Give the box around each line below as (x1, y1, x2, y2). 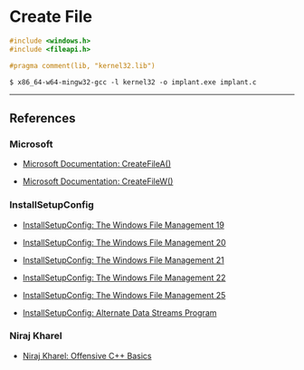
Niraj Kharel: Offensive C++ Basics (22, 350, 152, 361)
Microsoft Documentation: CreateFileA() (22, 159, 172, 170)
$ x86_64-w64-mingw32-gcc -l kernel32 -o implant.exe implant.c (9, 77, 257, 87)
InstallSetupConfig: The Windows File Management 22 (22, 272, 226, 283)
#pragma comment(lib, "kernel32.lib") (9, 61, 156, 70)
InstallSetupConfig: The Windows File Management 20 (22, 237, 226, 248)
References (9, 111, 76, 126)
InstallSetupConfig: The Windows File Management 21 (22, 254, 224, 265)
